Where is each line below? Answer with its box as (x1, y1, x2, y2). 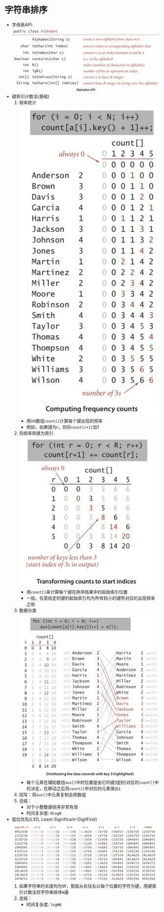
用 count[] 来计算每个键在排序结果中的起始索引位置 (26, 589, 128, 595)
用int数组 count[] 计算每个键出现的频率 (26, 418, 103, 424)
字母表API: (11, 22, 33, 28)
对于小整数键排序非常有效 (26, 804, 78, 810)
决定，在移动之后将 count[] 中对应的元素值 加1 (30, 786, 121, 791)
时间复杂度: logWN (26, 902, 62, 908)
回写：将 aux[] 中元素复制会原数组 (19, 791, 86, 797)
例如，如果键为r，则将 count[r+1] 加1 (26, 424, 99, 430)
